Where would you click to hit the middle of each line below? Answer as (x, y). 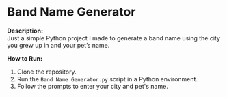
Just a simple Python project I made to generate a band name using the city (114, 38)
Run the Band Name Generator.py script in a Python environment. (107, 79)
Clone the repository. (46, 72)
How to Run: (25, 58)
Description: (25, 31)
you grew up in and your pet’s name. (58, 45)
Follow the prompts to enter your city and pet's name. (93, 86)
